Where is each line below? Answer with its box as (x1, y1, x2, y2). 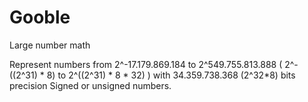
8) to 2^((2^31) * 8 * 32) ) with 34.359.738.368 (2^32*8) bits (46, 69, 296, 81)
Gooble (9, 6, 71, 29)
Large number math (9, 39, 91, 51)
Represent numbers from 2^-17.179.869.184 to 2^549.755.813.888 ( (9, 58, 283, 70)
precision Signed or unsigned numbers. (9, 79, 172, 91)
